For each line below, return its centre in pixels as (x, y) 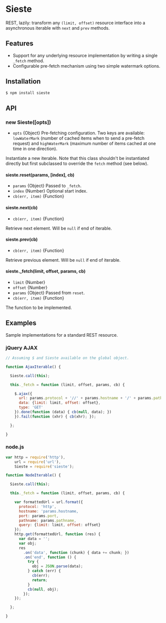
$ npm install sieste (28, 93)
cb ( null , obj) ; (43, 589)
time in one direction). (35, 149)
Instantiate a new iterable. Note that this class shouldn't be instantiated (78, 158)
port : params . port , (38, 516)
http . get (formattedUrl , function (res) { (57, 534)
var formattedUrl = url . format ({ (49, 502)
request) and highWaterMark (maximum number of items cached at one (84, 144)
